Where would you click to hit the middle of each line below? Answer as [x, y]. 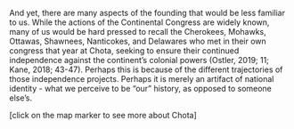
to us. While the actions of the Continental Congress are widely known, [139, 22]
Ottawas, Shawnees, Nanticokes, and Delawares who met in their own [138, 41]
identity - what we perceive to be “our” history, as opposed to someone [140, 89]
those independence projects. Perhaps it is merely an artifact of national [142, 79]
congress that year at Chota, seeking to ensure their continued [124, 51]
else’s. [21, 98]
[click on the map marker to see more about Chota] [103, 115]
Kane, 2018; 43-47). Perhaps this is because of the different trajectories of [146, 69]
